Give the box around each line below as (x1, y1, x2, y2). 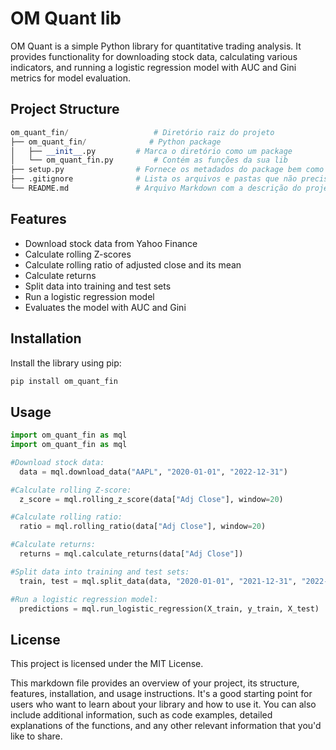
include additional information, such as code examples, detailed (10, 709, 273, 721)
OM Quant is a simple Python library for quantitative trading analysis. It (10, 40, 302, 52)
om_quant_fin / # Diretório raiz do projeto (10, 127, 275, 137)
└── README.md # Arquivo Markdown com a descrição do (10, 183, 302, 193)
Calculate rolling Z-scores (24, 248, 132, 260)
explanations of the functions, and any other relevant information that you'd (10, 720, 322, 732)
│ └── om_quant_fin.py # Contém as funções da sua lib (10, 155, 288, 166)
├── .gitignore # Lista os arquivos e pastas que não (10, 174, 298, 184)
